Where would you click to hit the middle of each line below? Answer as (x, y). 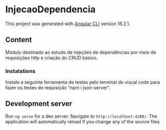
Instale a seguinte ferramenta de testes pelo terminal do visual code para (83, 82)
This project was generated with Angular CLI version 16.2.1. (68, 24)
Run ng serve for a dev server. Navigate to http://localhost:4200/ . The (81, 116)
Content (19, 40)
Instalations (21, 71)
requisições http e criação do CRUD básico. (52, 58)
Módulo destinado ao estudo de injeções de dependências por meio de (81, 52)
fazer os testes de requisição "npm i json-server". (58, 88)
